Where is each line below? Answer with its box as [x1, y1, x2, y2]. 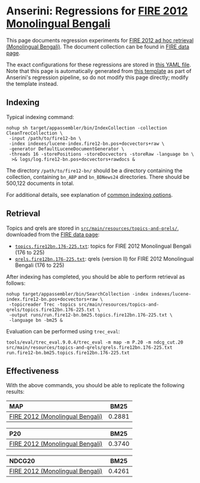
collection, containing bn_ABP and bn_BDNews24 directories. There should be [6, 173, 190, 180]
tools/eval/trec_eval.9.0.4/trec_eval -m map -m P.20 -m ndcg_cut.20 [6, 339, 184, 345]
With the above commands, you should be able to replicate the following [6, 382, 184, 389]
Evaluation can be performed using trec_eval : [6, 327, 120, 335]
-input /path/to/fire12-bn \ [8, 135, 82, 141]
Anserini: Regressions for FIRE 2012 [6, 4, 188, 18]
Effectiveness [6, 366, 59, 376]
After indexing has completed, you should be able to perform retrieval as [6, 273, 186, 280]
